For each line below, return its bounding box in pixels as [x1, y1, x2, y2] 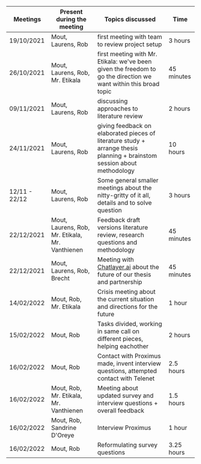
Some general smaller [97, 176, 159, 184]
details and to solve [97, 199, 153, 207]
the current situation [97, 295, 154, 303]
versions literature [97, 224, 148, 231]
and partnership [97, 278, 142, 286]
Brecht [51, 274, 70, 282]
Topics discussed [104, 15, 156, 23]
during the [56, 15, 87, 23]
